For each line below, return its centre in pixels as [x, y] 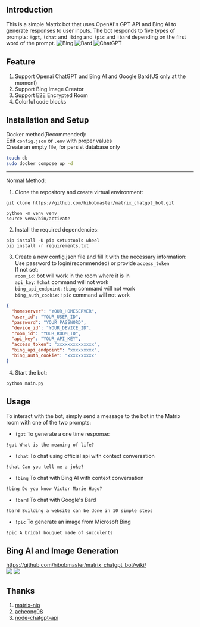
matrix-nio [27, 605]
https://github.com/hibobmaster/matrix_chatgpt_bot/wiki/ [76, 565]
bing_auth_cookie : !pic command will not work [72, 295]
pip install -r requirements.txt [48, 246]
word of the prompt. [31, 43]
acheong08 [29, 612]
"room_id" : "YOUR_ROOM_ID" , [46, 333]
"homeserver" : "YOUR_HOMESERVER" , [54, 311]
